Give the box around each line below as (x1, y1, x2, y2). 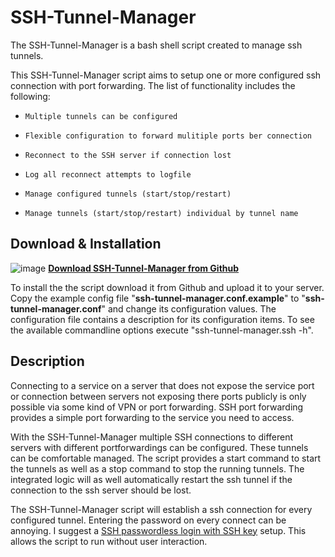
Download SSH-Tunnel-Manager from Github (48, 262, 240, 274)
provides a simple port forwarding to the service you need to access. (10, 411, 295, 423)
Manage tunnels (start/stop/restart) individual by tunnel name (24, 208, 299, 218)
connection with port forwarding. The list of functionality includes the (10, 79, 296, 91)
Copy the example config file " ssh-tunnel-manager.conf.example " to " (10, 292, 306, 304)
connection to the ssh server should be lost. (10, 484, 192, 496)
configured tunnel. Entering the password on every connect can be (10, 514, 287, 526)
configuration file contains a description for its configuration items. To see (10, 313, 315, 325)
